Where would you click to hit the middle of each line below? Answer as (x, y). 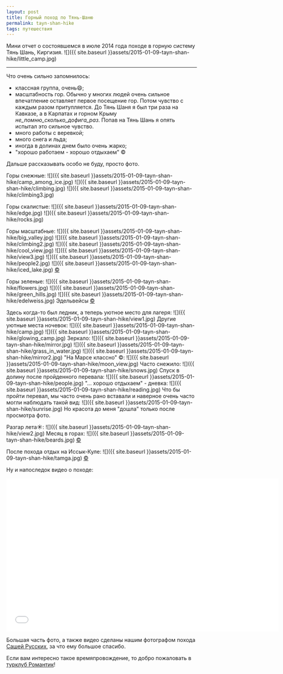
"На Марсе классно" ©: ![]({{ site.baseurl (116, 358)
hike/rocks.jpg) (25, 220)
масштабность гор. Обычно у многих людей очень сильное (93, 94)
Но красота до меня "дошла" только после (119, 409)
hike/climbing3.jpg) (30, 195)
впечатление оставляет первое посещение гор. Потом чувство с (99, 101)
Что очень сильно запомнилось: (48, 76)
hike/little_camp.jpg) (31, 59)
